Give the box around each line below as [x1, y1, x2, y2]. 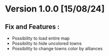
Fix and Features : [5, 23, 60, 31]
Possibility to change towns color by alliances [12, 46, 103, 51]
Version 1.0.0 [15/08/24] [5, 3, 105, 14]
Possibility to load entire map [12, 35, 70, 41]
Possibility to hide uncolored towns [12, 41, 82, 46]
